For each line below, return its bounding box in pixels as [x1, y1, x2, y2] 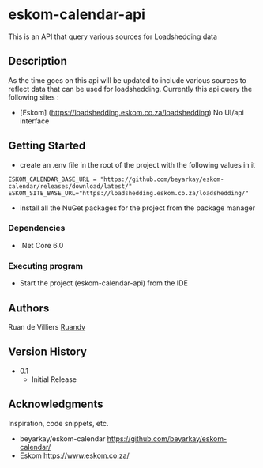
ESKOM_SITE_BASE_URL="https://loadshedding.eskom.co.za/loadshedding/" [8, 189, 249, 197]
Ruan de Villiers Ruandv [8, 322, 85, 331]
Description [8, 55, 67, 68]
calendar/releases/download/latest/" [8, 182, 133, 191]
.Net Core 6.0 [19, 240, 64, 250]
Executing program [8, 260, 84, 271]
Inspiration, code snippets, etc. [8, 418, 109, 428]
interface [19, 116, 50, 126]
